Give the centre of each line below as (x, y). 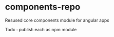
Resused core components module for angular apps (57, 20)
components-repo (43, 7)
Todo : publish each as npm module (41, 29)
